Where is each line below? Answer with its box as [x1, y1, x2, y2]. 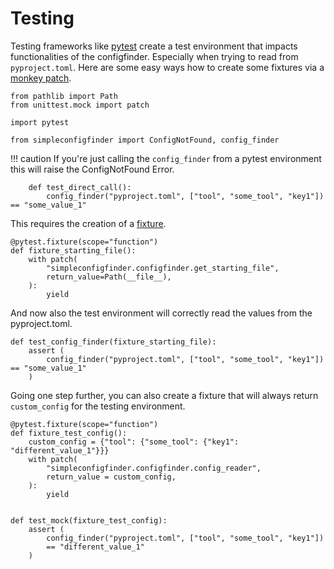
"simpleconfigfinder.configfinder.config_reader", [46, 463, 262, 473]
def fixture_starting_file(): [10, 245, 137, 256]
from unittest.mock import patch [10, 100, 150, 110]
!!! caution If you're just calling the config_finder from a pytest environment [10, 152, 322, 164]
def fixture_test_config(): [10, 428, 128, 438]
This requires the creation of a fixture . [10, 217, 167, 229]
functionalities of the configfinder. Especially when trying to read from [10, 50, 299, 62]
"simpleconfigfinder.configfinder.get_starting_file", [46, 263, 280, 273]
